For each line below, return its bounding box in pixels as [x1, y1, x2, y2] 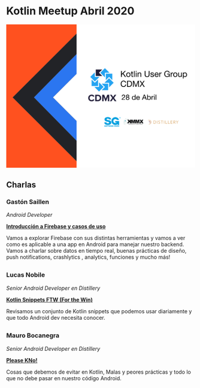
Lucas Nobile [6, 271, 46, 279]
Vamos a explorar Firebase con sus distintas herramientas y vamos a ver [6, 235, 186, 242]
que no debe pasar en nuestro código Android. [6, 374, 122, 381]
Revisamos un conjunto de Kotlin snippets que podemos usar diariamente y [6, 307, 192, 315]
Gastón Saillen [6, 198, 50, 206]
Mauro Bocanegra [6, 331, 60, 339]
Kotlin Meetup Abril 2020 [6, 4, 135, 18]
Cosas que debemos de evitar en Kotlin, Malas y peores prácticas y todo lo [6, 368, 192, 375]
